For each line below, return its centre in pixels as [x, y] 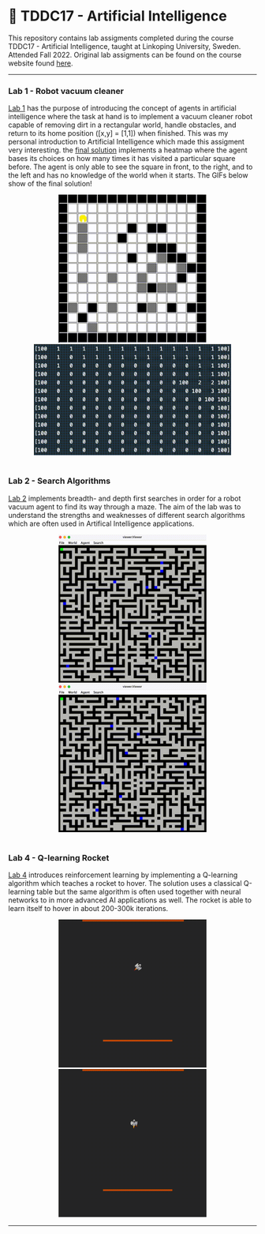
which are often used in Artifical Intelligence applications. [101, 523]
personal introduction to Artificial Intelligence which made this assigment [126, 142]
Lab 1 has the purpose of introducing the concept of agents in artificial [122, 108]
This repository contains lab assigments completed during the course [121, 38]
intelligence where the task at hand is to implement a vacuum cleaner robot [131, 117]
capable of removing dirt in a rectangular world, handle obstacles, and [122, 125]
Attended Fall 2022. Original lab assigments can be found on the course [125, 54]
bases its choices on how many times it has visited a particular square [122, 159]
